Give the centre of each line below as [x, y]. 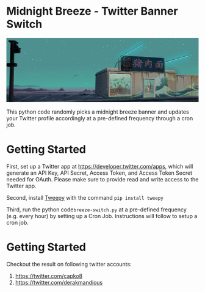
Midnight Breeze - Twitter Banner [92, 11]
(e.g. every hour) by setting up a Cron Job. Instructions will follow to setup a [102, 216]
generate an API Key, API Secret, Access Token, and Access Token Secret [99, 173]
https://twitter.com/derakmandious [59, 282]
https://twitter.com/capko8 [49, 276]
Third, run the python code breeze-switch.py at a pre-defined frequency [97, 210]
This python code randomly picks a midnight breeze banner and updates [98, 112]
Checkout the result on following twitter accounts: [69, 264]
